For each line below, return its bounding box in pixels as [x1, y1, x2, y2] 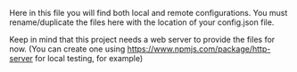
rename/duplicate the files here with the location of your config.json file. [9, 17, 275, 28]
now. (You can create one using [9, 44, 126, 54]
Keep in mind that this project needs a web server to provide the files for [9, 35, 276, 44]
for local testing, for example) [35, 53, 144, 63]
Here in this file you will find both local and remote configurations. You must [9, 8, 288, 18]
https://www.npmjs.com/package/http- [127, 44, 271, 54]
